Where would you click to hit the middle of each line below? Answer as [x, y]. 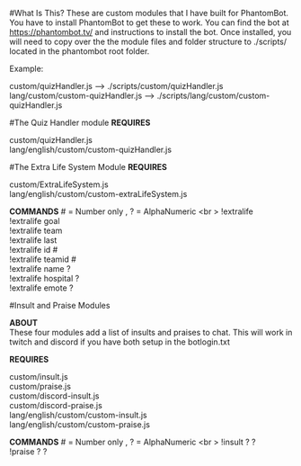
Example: [27, 68]
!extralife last [33, 240]
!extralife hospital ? [44, 278]
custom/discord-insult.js [54, 396]
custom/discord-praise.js [56, 405]
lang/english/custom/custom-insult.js [79, 415]
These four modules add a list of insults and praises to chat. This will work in [151, 332]
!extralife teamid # [43, 259]
